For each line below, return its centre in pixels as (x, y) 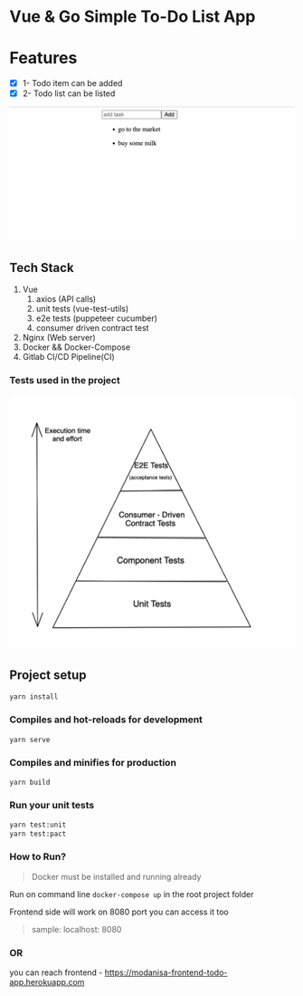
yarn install (34, 697)
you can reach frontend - (56, 972)
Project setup (48, 676)
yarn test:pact (38, 834)
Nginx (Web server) (59, 338)
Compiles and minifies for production (93, 762)
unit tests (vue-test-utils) (82, 309)
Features (43, 58)
